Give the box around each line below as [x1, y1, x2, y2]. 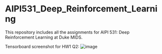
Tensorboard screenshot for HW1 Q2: [5, 43, 80, 49]
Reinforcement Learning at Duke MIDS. [5, 34, 83, 40]
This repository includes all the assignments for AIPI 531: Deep [5, 29, 130, 35]
